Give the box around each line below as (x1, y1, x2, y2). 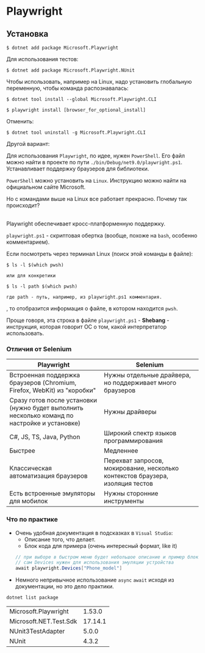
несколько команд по (9, 411, 74, 420)
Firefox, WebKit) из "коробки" (9, 386, 96, 395)
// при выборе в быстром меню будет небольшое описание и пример (15, 554, 185, 560)
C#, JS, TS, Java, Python (9, 432, 81, 441)
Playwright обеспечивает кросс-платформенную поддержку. (6, 220, 166, 227)
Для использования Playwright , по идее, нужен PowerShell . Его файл (6, 152, 185, 159)
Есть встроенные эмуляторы (9, 489, 96, 498)
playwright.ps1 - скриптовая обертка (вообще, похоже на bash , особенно (6, 232, 198, 239)
